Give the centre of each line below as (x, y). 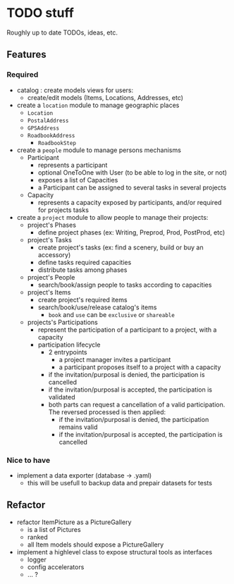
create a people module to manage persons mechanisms (99, 150)
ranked (38, 537)
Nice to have (29, 460)
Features (26, 55)
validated (62, 397)
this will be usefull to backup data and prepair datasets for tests (120, 483)
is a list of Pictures (54, 529)
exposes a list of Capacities (78, 180)
